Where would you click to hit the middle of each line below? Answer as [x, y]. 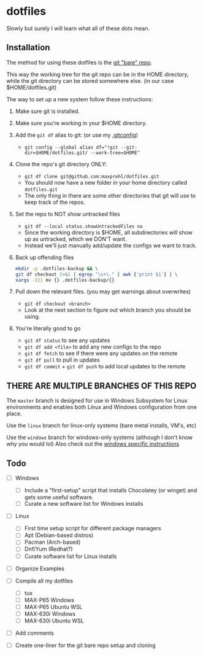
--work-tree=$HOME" [115, 153]
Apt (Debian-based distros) [59, 535]
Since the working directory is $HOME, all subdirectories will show [109, 232]
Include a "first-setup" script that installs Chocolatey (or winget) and [111, 490]
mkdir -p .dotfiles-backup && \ [56, 268]
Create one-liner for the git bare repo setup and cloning [85, 645]
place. [14, 414]
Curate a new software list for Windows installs [84, 504]
